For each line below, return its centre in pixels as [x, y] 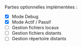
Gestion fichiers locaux [35, 28]
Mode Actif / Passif [31, 22]
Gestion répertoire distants [39, 39]
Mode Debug [25, 16]
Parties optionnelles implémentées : [41, 7]
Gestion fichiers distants [37, 33]
